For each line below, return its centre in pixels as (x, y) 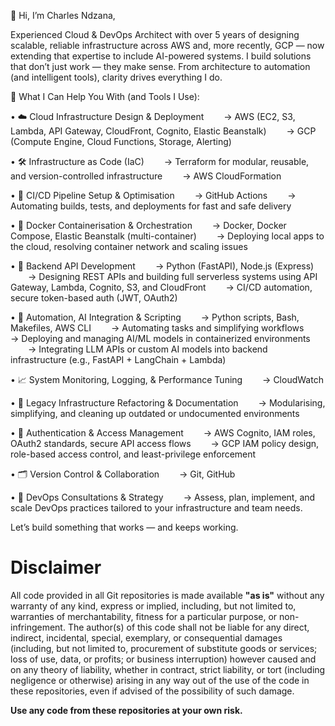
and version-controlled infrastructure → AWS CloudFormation (146, 176)
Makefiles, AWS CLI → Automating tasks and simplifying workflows (157, 328)
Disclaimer (56, 567)
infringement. (38, 627)
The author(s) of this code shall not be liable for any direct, (188, 627)
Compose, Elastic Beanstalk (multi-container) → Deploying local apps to (167, 236)
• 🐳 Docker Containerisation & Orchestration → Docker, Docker (148, 225)
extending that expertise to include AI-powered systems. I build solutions (161, 56)
